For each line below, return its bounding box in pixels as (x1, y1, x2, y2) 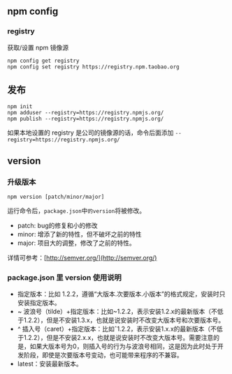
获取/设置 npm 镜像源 (7, 43, 69, 52)
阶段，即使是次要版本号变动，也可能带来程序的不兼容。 (23, 351, 183, 359)
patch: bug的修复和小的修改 (17, 221, 98, 230)
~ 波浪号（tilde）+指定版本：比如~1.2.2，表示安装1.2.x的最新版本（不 (17, 307, 218, 316)
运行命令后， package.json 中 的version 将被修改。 (7, 207, 145, 215)
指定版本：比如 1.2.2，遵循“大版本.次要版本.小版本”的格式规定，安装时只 (17, 290, 226, 299)
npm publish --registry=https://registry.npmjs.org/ (7, 115, 164, 122)
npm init (7, 103, 33, 110)
